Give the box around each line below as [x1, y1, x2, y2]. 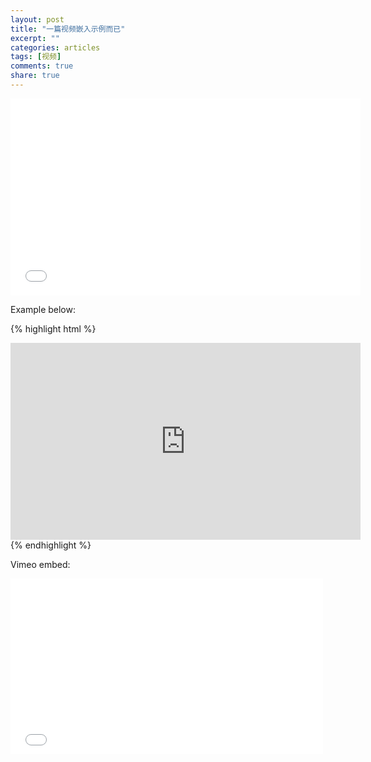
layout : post [10, 14, 65, 25]
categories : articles [10, 42, 101, 53]
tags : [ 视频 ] [10, 52, 62, 62]
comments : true [10, 61, 74, 71]
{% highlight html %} [10, 322, 97, 335]
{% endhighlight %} [10, 539, 92, 551]
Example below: [10, 303, 77, 315]
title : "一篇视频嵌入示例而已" [10, 24, 126, 34]
